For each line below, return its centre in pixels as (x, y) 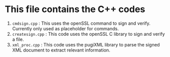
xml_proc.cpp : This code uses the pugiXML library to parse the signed (86, 44)
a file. (18, 39)
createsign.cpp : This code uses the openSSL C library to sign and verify (88, 34)
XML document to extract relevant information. (61, 50)
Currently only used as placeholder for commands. (65, 28)
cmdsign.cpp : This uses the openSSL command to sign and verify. (81, 23)
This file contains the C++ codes (75, 9)
